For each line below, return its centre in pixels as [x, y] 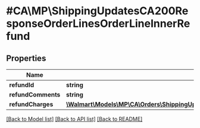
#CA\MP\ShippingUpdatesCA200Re [97, 11]
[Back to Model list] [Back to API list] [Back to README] [74, 119]
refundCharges [31, 104]
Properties [26, 58]
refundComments [35, 95]
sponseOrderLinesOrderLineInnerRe [98, 24]
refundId [22, 85]
